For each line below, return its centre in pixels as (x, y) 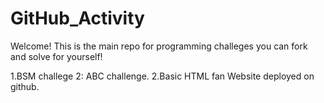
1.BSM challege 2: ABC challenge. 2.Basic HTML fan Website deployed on (162, 76)
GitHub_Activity (77, 18)
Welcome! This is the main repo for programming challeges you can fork (159, 46)
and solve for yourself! (56, 56)
